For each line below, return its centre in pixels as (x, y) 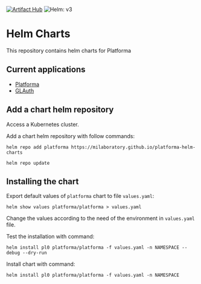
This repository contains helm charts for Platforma (69, 50)
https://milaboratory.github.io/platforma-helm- (133, 147)
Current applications (46, 70)
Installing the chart (43, 181)
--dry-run (34, 253)
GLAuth (24, 90)
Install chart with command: (41, 264)
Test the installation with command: (50, 237)
